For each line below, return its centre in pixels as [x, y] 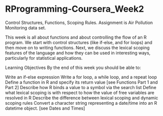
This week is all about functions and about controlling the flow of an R [76, 37]
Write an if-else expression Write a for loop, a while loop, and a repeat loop [81, 77]
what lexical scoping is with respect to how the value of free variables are [80, 93]
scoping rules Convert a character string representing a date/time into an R [81, 103]
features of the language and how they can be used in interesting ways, [78, 53]
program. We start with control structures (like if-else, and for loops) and [79, 42]
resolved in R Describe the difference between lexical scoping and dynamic [82, 98]
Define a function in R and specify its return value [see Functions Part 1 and [81, 82]
